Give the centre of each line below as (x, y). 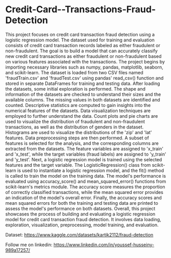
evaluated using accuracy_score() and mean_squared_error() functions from (86, 181)
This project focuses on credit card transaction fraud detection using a (80, 34)
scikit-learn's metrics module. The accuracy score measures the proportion (85, 187)
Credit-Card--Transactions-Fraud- (81, 9)
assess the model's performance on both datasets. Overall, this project (80, 208)
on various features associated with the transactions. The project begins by (85, 61)
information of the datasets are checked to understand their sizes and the (83, 94)
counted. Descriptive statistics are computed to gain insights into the (78, 105)
